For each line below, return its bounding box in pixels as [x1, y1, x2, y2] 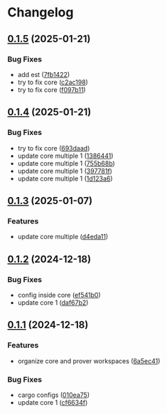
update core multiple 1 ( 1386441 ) [17, 151, 114, 160]
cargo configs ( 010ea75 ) [17, 390, 90, 399]
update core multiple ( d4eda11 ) [17, 233, 109, 241]
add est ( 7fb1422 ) [17, 70, 70, 79]
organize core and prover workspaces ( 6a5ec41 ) [17, 356, 161, 365]
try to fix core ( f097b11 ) [17, 85, 87, 94]
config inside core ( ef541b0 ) [17, 291, 101, 299]
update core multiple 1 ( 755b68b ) [17, 158, 115, 168]
